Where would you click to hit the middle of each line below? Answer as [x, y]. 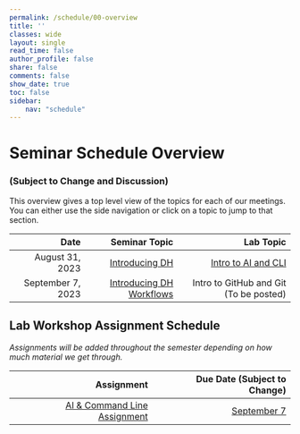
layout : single [37, 43]
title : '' [28, 26]
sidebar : [25, 101]
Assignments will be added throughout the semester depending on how [141, 347]
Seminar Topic [142, 242]
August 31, [58, 257]
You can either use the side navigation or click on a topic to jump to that [141, 210]
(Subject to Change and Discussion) [89, 182]
